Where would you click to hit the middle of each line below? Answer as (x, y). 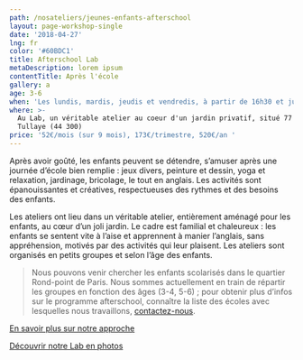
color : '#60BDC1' (42, 51)
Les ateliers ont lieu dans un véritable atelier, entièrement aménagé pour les (150, 217)
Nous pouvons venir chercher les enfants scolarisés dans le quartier (158, 272)
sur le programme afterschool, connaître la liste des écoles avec (151, 301)
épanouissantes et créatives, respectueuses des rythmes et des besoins (144, 189)
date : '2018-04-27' (46, 34)
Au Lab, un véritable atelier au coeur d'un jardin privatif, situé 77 (155, 118)
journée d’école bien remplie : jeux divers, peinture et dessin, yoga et (138, 170)
